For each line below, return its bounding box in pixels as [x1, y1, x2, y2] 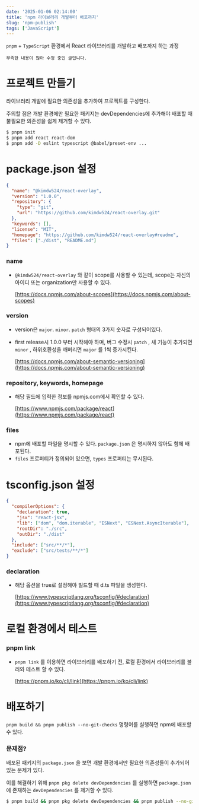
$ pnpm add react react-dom [6, 135, 76, 141]
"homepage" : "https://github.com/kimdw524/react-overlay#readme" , [11, 232, 179, 238]
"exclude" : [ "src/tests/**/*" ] [11, 548, 89, 554]
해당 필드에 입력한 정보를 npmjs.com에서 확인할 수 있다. [14, 393, 145, 401]
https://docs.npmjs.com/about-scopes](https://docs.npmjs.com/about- [17, 290, 191, 297]
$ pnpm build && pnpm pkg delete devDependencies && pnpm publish [6, 799, 174, 805]
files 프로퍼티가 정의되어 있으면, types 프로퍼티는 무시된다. [14, 455, 154, 462]
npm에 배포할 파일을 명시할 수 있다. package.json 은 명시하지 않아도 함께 [14, 440, 184, 447]
